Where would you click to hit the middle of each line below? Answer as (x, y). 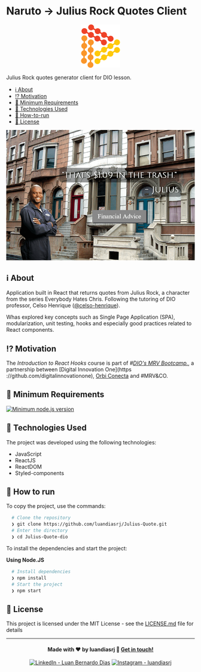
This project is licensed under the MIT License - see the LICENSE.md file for (100, 623)
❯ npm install (29, 578)
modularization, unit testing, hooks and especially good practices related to (99, 323)
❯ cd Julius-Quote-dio (40, 537)
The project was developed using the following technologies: (81, 442)
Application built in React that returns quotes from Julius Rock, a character (98, 293)
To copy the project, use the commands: (56, 506)
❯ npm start (27, 591)
